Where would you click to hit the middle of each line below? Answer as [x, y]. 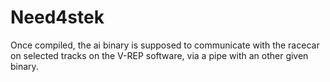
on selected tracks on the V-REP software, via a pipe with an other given [159, 55]
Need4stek [57, 17]
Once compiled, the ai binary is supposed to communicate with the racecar [165, 45]
